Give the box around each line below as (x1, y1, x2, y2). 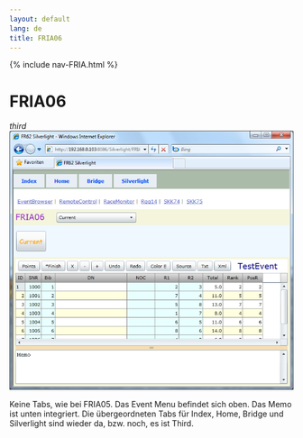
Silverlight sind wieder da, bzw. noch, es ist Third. (9, 418, 194, 429)
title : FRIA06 (9, 33, 63, 42)
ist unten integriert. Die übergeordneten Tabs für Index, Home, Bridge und (9, 408, 284, 419)
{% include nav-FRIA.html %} (9, 59, 119, 70)
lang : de (9, 23, 42, 33)
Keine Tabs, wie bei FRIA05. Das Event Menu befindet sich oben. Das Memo (9, 399, 292, 410)
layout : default (9, 14, 70, 23)
